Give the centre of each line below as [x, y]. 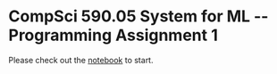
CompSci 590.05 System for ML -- [138, 16]
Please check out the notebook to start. [81, 60]
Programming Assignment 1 [113, 35]
